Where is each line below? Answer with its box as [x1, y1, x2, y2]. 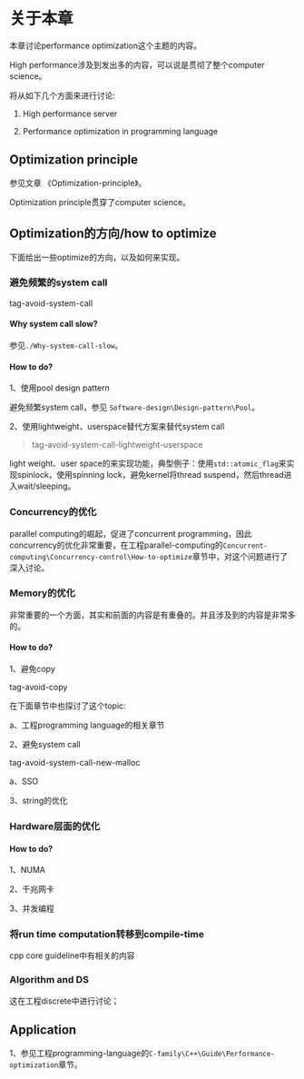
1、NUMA [9, 865, 45, 876]
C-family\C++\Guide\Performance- [148, 1049, 275, 1058]
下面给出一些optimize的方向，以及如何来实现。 [9, 252, 185, 262]
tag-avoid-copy [9, 682, 68, 693]
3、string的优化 [9, 796, 68, 807]
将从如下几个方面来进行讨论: [9, 90, 116, 101]
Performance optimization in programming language [22, 125, 219, 136]
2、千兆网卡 [9, 884, 54, 895]
